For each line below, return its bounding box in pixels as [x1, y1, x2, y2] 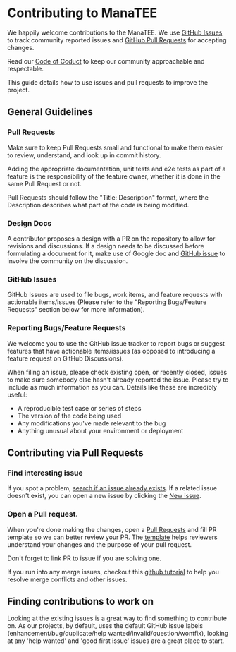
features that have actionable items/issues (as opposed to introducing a [7, 346, 216, 355]
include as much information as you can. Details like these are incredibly [7, 382, 217, 391]
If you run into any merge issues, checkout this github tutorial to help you [7, 567, 220, 576]
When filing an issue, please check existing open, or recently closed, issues [7, 368, 228, 376]
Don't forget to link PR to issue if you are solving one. [7, 554, 162, 562]
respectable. [7, 64, 44, 73]
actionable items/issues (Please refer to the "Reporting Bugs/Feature [7, 298, 207, 306]
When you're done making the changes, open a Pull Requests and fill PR [7, 525, 217, 533]
